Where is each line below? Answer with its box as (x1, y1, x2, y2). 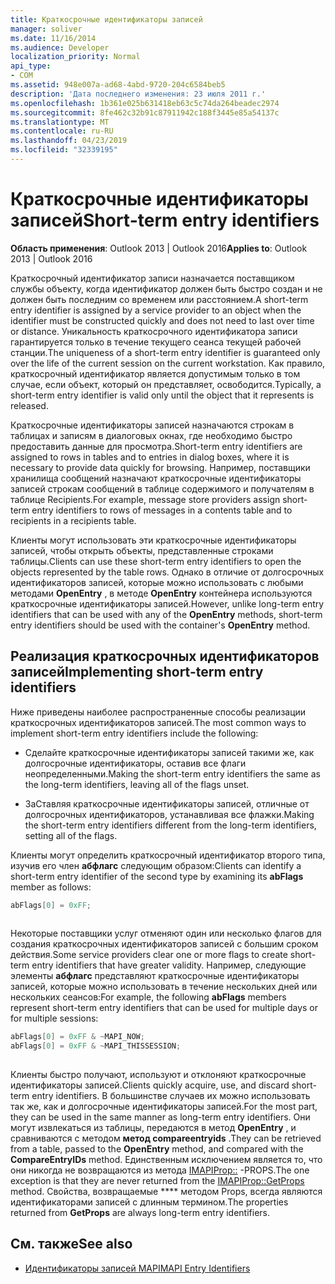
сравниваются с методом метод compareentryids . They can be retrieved (10, 1132, 322, 1144)
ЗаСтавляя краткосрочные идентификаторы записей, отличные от (24, 797, 310, 810)
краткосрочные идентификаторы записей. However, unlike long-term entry (10, 597, 325, 610)
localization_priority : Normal (10, 52, 141, 62)
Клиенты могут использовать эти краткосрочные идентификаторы (10, 534, 297, 546)
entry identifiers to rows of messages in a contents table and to (31, 504, 293, 516)
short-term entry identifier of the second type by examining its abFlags (10, 870, 304, 882)
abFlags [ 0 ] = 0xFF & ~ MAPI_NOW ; (10, 1032, 145, 1042)
